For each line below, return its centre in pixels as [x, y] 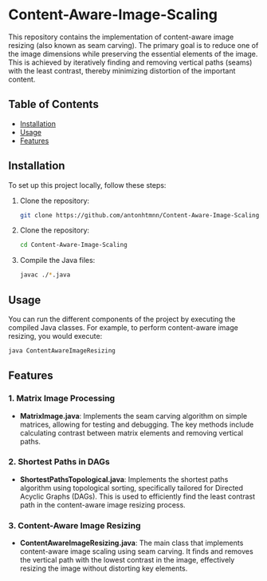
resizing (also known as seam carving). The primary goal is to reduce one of [133, 45]
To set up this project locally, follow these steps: [87, 185]
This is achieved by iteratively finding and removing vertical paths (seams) [130, 62]
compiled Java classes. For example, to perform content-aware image [124, 328]
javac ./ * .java [45, 275]
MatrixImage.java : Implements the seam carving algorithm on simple [133, 416]
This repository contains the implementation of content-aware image [121, 37]
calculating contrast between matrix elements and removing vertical [132, 432]
